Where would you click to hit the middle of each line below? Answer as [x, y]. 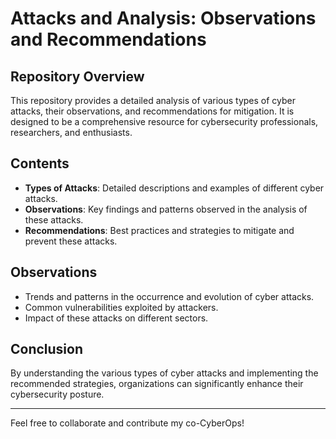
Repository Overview [77, 76]
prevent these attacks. [71, 241]
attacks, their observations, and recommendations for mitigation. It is [152, 111]
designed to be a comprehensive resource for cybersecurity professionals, [164, 121]
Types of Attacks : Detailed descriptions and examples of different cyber [174, 188]
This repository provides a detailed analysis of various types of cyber [153, 100]
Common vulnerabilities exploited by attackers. [121, 307]
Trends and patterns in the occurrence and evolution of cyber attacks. [169, 296]
